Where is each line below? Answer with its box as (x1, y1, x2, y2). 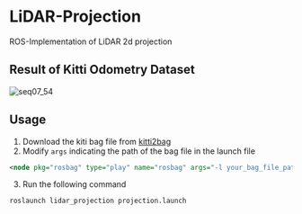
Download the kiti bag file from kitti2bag (22, 136, 172, 147)
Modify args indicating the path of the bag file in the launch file (22, 146, 256, 156)
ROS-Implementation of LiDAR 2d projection (9, 36, 173, 47)
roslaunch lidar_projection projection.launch (9, 196, 187, 206)
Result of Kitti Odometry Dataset (9, 62, 195, 77)
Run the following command (22, 179, 127, 190)
